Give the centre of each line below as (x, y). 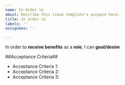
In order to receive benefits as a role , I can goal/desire (62, 47)
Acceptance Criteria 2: (36, 72)
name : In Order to (24, 10)
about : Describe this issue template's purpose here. (63, 14)
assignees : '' (20, 28)
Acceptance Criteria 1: (35, 66)
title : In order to (26, 19)
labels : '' (17, 24)
